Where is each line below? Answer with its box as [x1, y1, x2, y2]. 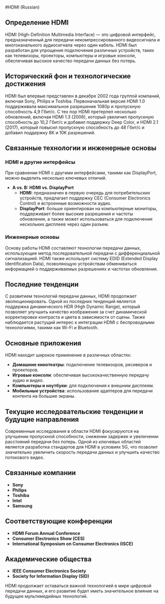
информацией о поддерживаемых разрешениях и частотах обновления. [5, 266, 158, 272]
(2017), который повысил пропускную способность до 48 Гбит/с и [5, 124, 145, 130]
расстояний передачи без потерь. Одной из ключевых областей [5, 439, 141, 445]
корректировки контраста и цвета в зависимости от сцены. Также [5, 314, 145, 320]
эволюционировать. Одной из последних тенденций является [5, 299, 136, 304]
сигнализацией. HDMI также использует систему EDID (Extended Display [5, 255, 158, 261]
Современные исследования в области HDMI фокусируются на [5, 428, 139, 434]
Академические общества [5, 555, 92, 564]
